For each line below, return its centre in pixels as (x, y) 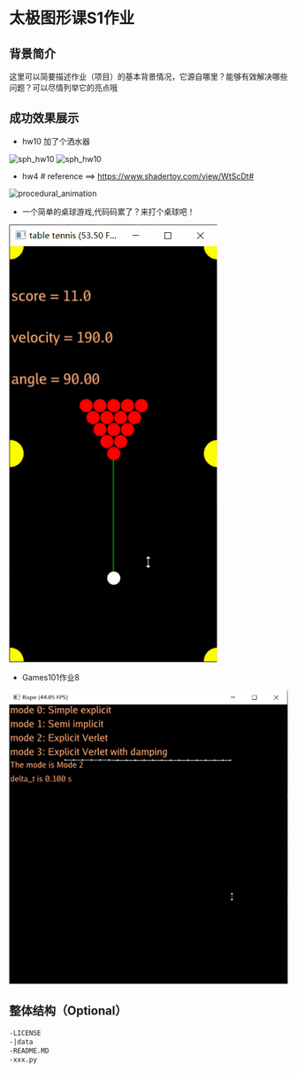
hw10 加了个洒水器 (56, 141)
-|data (21, 1042)
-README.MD (29, 1051)
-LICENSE (25, 1033)
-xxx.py (23, 1060)
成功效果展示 (44, 118)
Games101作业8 (50, 677)
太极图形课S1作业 (72, 18)
